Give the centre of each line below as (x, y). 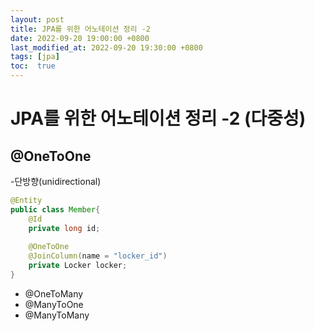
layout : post (37, 19)
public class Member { (55, 209)
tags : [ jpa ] (35, 57)
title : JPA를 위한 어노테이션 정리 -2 (80, 29)
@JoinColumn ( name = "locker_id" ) (98, 256)
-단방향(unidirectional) (56, 181)
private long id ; (64, 228)
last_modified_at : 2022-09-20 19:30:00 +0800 (106, 47)
